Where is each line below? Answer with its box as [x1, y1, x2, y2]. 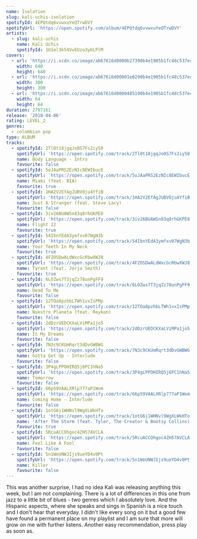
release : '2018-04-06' [6, 112, 62, 118]
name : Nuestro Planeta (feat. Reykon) [16, 309, 111, 315]
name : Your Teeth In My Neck [16, 243, 88, 250]
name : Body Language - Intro [16, 156, 88, 162]
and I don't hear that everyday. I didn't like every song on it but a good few [6, 509, 186, 516]
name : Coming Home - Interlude [16, 397, 93, 403]
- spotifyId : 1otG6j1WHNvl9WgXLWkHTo [11, 407, 104, 413]
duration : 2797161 [6, 107, 51, 113]
